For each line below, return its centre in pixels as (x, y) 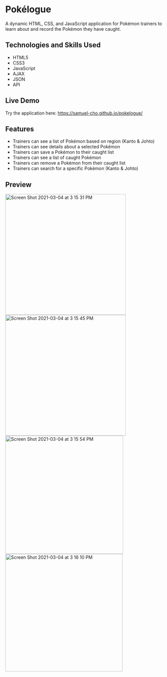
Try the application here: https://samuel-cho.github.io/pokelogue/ (74, 113)
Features (20, 129)
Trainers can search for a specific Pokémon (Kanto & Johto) (75, 168)
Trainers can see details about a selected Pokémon (66, 147)
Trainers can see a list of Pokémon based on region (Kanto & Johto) (83, 141)
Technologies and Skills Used (53, 45)
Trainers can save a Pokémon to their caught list (63, 152)
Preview (19, 184)
